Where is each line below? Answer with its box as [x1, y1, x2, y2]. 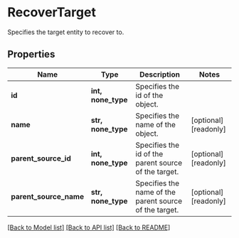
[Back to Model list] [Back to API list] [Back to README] [7, 223, 171, 232]
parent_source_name [11, 191, 84, 201]
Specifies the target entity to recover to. [7, 28, 124, 36]
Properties [7, 48, 55, 60]
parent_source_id [11, 153, 71, 163]
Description [139, 69, 180, 79]
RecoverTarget [7, 4, 96, 21]
